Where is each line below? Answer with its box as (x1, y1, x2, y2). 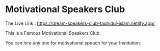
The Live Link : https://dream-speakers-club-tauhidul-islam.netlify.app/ (5, 20, 155, 26)
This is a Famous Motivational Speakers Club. (5, 30, 101, 36)
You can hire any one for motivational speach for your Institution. (5, 39, 142, 46)
